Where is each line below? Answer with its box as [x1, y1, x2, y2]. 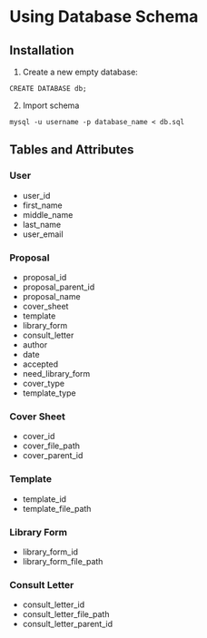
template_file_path [22, 503, 92, 514]
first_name [22, 200, 64, 211]
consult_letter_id [22, 599, 84, 610]
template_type [22, 388, 76, 398]
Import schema [22, 100, 80, 111]
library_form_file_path [22, 555, 103, 566]
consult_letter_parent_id [22, 619, 113, 630]
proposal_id [22, 271, 67, 282]
